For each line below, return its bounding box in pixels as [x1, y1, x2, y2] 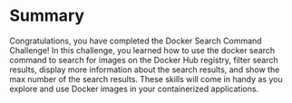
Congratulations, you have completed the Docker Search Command [9, 35, 262, 46]
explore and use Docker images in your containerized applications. [9, 83, 259, 94]
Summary [9, 5, 84, 26]
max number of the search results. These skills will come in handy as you [9, 73, 283, 84]
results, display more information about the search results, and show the [9, 64, 280, 75]
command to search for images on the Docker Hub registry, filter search [9, 54, 278, 65]
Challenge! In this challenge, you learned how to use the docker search [9, 44, 275, 55]
